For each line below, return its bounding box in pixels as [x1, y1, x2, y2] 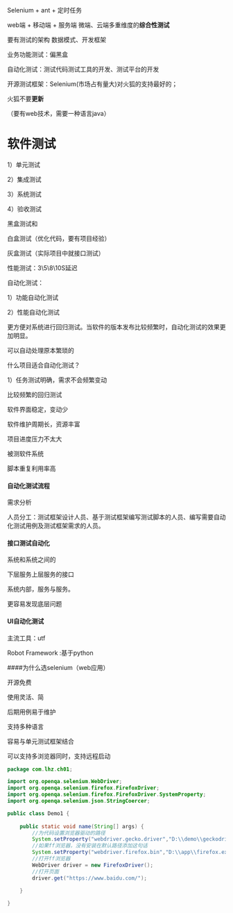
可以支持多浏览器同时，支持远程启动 [7, 752, 111, 760]
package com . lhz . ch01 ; [7, 766, 73, 773]
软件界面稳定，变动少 [7, 405, 68, 413]
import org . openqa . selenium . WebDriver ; [7, 778, 123, 785]
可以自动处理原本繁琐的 [7, 346, 74, 354]
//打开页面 [32, 868, 60, 875]
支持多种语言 [7, 722, 44, 730]
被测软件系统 [7, 449, 44, 458]
